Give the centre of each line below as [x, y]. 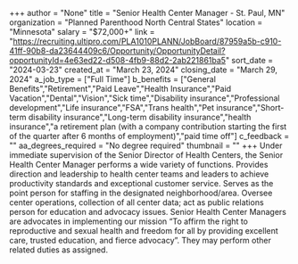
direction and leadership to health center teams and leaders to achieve [139, 174]
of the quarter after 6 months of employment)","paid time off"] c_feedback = [149, 136]
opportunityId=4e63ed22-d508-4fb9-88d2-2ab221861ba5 [117, 60]
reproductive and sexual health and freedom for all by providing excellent [144, 231]
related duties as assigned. [59, 250]
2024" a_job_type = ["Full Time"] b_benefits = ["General [113, 79]
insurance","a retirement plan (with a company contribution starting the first [148, 127]
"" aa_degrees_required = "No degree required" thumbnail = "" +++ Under [146, 145]
